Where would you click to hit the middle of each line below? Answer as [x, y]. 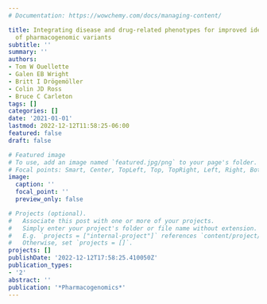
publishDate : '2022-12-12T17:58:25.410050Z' [83, 258]
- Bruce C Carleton [41, 96]
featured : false [35, 133]
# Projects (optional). [48, 214]
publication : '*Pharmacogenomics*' [67, 287]
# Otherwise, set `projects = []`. [71, 243]
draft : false [30, 140]
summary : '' [28, 52]
